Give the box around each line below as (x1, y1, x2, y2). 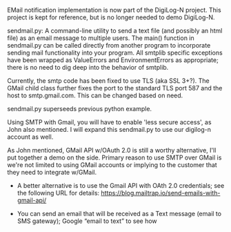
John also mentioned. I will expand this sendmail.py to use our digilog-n (7, 126, 212, 133)
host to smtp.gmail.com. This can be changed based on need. (7, 91, 183, 99)
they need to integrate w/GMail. (7, 168, 97, 176)
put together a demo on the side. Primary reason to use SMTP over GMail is (7, 153, 222, 162)
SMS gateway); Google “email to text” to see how (17, 217, 157, 225)
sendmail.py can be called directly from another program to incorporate (7, 41, 211, 49)
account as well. (7, 133, 54, 141)
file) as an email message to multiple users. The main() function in (7, 34, 194, 42)
